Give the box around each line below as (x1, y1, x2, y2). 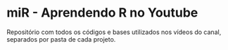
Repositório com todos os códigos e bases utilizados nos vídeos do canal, (6, 28, 222, 36)
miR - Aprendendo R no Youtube (6, 5, 198, 21)
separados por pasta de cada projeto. (6, 35, 116, 43)
